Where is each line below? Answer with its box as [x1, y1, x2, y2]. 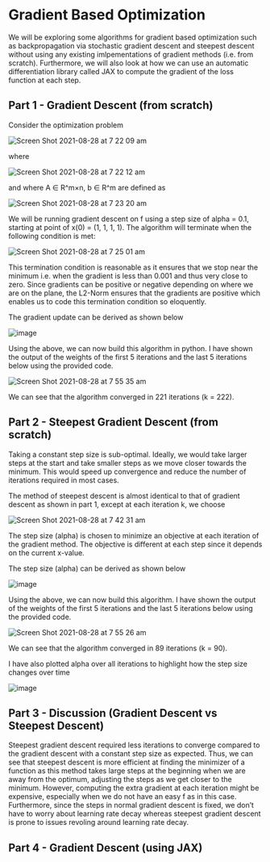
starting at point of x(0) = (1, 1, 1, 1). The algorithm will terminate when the [8, 222, 252, 232]
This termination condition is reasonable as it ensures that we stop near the [8, 262, 259, 272]
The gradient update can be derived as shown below [8, 312, 184, 322]
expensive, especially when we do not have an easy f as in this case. [8, 792, 237, 801]
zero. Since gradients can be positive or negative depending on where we [8, 279, 254, 289]
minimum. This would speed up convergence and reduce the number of [8, 467, 247, 476]
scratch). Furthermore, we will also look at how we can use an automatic [8, 58, 249, 68]
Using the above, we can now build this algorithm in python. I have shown [8, 343, 253, 353]
